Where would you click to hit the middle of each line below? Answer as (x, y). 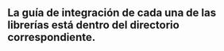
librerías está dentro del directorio (93, 25)
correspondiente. (52, 37)
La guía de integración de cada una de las (112, 13)
